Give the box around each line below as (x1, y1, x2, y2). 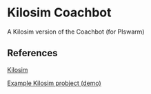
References (7, 47, 58, 59)
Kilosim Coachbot (7, 5, 112, 21)
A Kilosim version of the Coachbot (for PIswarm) (7, 27, 145, 36)
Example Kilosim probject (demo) (7, 79, 101, 87)
